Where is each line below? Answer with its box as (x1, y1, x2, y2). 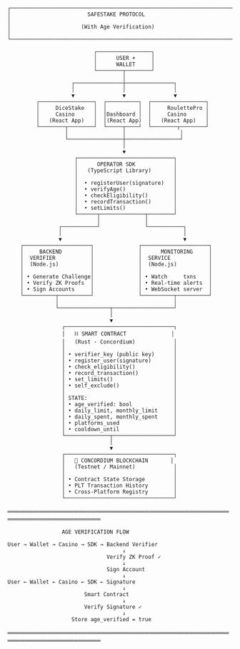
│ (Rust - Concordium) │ (61, 338, 177, 346)
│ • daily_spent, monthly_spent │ (61, 413, 177, 421)
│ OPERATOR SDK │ (74, 161, 177, 168)
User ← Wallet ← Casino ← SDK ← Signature (7, 578, 136, 585)
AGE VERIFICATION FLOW (61, 528, 130, 535)
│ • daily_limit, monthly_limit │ (61, 407, 177, 414)
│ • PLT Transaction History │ (61, 482, 177, 489)
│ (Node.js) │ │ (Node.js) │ (20, 261, 213, 268)
